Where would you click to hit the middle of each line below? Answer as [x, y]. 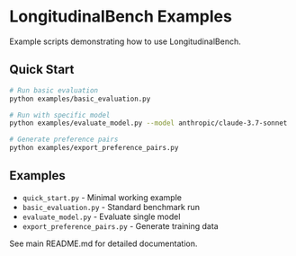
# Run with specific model [60, 115]
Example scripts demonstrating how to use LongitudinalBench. [125, 41]
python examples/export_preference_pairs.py [94, 148]
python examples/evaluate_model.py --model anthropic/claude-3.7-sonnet [148, 123]
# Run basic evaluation [54, 90]
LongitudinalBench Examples [121, 17]
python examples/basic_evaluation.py [80, 99]
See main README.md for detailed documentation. [103, 243]
